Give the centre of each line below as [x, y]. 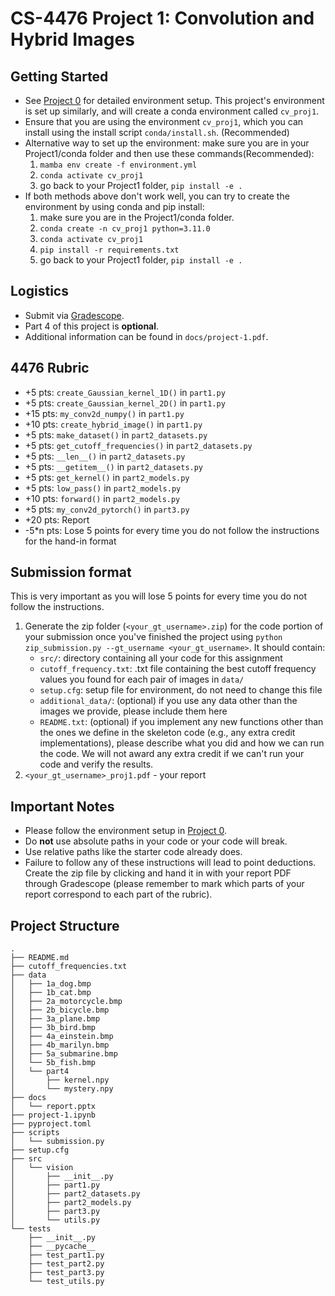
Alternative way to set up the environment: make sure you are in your [167, 143]
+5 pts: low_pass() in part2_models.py [103, 488]
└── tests [31, 1229]
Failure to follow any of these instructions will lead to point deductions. [170, 863]
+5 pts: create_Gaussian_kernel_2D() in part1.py [125, 403]
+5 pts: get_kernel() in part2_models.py [107, 477]
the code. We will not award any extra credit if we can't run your [172, 754]
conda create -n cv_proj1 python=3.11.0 [125, 229]
